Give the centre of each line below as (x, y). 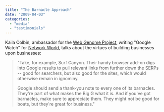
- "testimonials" (27, 28)
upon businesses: (23, 53)
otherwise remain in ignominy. (48, 79)
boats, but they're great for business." (56, 104)
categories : (17, 19)
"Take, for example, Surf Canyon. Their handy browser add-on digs (86, 63)
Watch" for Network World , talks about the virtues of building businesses (80, 48)
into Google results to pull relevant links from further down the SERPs (88, 68)
